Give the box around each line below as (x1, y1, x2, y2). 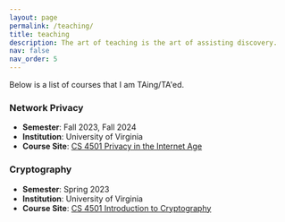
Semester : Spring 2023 (21, 184, 110, 194)
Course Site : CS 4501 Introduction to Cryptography (21, 202, 212, 213)
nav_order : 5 (9, 55, 58, 64)
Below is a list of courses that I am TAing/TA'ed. (9, 80, 185, 90)
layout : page (9, 13, 58, 22)
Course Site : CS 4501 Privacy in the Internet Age (21, 141, 203, 152)
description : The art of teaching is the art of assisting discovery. (9, 38, 278, 47)
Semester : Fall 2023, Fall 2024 (21, 122, 137, 132)
